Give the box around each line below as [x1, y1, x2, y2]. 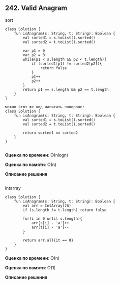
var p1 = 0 [23, 48, 45, 53]
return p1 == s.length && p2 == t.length [23, 87, 109, 92]
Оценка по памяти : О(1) [5, 264, 56, 271]
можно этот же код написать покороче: [5, 104, 85, 109]
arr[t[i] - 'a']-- [31, 225, 69, 230]
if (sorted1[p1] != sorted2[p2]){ [31, 61, 102, 66]
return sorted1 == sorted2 [23, 130, 78, 135]
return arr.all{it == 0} [23, 238, 74, 243]
